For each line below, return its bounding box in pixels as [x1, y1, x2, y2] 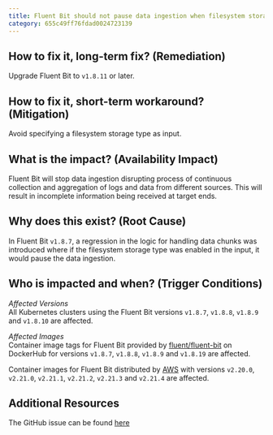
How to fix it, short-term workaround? [8, 94, 205, 108]
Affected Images [8, 331, 64, 341]
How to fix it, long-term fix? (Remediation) [8, 50, 226, 63]
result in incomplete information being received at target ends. [8, 191, 218, 200]
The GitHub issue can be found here [8, 418, 130, 428]
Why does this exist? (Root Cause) [8, 214, 187, 228]
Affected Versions [8, 298, 69, 308]
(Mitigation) [8, 107, 70, 121]
